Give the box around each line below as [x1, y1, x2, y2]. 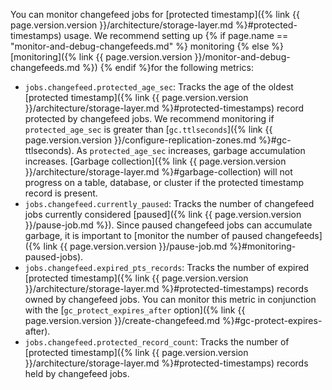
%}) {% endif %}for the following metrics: [82, 62, 254, 73]
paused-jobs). [24, 251, 84, 263]
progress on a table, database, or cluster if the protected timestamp [24, 177, 305, 188]
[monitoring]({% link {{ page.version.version [10, 51, 193, 63]
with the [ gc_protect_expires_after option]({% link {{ [24, 304, 246, 316]
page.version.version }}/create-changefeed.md [24, 315, 220, 326]
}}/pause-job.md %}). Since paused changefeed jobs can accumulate [24, 219, 313, 231]
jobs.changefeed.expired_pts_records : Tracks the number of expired [24, 262, 310, 273]
